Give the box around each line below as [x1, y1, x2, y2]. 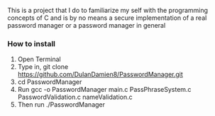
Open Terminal [17, 55, 62, 63]
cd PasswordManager [17, 78, 82, 86]
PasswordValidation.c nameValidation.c [17, 93, 133, 102]
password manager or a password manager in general [7, 21, 166, 29]
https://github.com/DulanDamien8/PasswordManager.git [17, 70, 183, 79]
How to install [7, 38, 55, 48]
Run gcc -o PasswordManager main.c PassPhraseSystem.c [17, 85, 192, 94]
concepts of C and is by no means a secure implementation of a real [7, 14, 207, 22]
